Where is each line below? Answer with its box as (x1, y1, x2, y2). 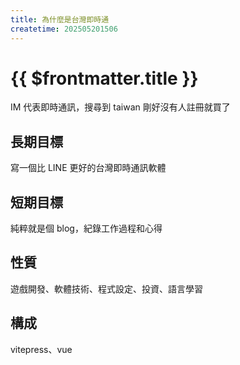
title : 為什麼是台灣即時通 (10, 14, 110, 25)
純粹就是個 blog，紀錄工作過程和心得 (10, 222, 163, 235)
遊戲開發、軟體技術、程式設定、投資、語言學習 (10, 282, 203, 295)
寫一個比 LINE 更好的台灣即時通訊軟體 (10, 162, 167, 174)
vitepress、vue (10, 343, 73, 355)
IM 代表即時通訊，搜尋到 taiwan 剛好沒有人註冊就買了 (10, 101, 231, 113)
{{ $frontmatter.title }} (10, 67, 199, 90)
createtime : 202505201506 (10, 24, 118, 34)
